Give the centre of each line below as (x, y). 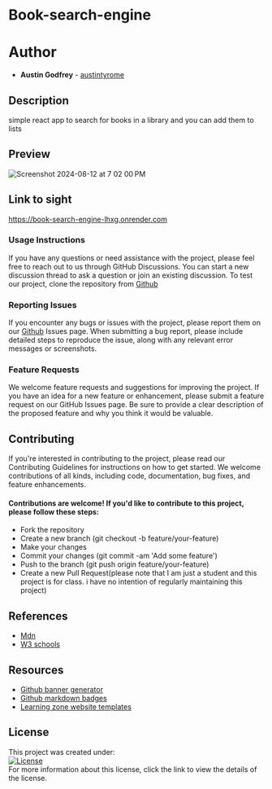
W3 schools (40, 644)
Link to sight (40, 200)
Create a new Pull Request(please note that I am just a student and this (138, 573)
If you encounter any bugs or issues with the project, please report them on (135, 322)
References (38, 616)
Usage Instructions (47, 240)
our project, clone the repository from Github (83, 283)
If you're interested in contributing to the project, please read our (117, 458)
